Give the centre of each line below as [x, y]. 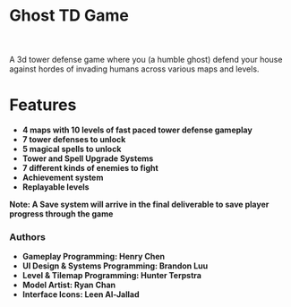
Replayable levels [56, 187]
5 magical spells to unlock [72, 149]
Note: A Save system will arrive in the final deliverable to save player [139, 204]
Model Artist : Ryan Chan [69, 285]
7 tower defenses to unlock [74, 139]
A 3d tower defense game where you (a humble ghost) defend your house [146, 59]
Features [43, 105]
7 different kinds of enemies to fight [90, 167]
